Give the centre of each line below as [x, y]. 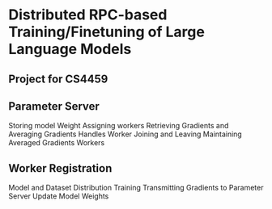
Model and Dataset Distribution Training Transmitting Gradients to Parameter [136, 188]
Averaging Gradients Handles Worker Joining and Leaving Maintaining [125, 134]
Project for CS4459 [58, 79]
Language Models [70, 49]
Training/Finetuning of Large [106, 32]
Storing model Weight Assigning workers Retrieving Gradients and [119, 126]
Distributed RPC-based [88, 15]
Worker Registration [60, 168]
